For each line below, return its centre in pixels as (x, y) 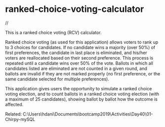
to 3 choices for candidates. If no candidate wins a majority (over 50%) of (80, 47)
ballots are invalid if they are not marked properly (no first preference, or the (83, 73)
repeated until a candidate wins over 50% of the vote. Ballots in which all (79, 63)
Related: (14, 114)
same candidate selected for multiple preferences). (57, 79)
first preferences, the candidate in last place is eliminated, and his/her (76, 53)
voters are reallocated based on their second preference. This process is (79, 58)
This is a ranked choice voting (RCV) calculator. (54, 32)
